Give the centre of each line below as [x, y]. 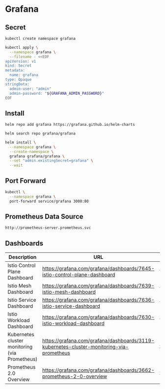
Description [23, 257]
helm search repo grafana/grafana [41, 134]
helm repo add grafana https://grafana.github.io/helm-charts [70, 125]
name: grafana [24, 75]
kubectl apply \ [22, 47]
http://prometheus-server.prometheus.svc [48, 228]
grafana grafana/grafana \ [37, 156]
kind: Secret [18, 66]
